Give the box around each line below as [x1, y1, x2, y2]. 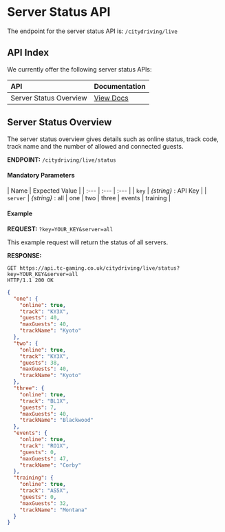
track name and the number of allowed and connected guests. [7, 142, 184, 150]
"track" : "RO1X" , [19, 442, 69, 449]
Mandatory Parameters [7, 171, 75, 180]
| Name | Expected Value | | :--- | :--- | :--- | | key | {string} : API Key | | [7, 187, 207, 195]
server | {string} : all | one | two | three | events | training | [7, 193, 171, 202]
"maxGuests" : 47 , [19, 455, 69, 462]
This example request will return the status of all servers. [7, 238, 169, 246]
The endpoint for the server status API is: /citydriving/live [7, 27, 178, 35]
